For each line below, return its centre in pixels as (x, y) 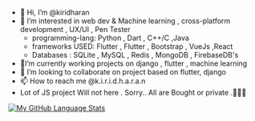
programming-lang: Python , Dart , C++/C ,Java (111, 38)
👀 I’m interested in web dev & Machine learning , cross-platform (125, 21)
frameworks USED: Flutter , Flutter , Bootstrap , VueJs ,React (132, 46)
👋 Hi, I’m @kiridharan (55, 12)
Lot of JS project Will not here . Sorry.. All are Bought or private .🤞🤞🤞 (133, 93)
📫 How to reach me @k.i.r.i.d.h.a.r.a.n (83, 81)
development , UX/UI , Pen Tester (75, 29)
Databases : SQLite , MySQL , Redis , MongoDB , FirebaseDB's (135, 55)
